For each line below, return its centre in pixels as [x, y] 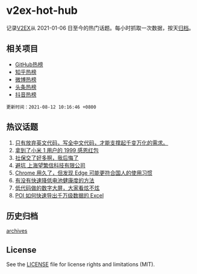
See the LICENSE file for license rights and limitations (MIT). [81, 264]
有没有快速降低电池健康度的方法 [55, 180]
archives [17, 231]
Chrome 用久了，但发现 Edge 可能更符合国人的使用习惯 [83, 173]
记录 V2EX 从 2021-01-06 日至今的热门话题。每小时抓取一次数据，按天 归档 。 [100, 28]
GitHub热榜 [29, 64]
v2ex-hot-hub [42, 11]
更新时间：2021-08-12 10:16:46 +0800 [51, 107]
